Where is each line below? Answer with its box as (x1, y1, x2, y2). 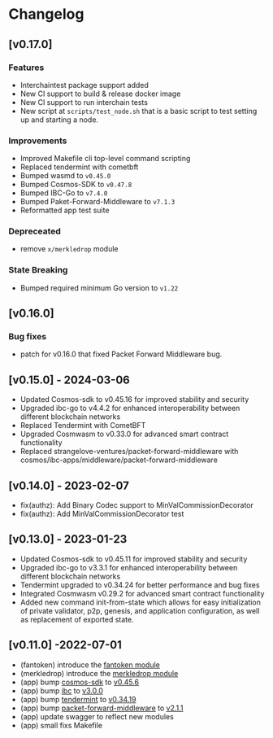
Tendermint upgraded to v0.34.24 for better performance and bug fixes (19, 579, 260, 590)
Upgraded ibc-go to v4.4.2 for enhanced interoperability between (19, 404, 240, 413)
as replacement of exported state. (19, 614, 134, 624)
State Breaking (8, 264, 68, 276)
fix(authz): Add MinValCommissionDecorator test (19, 509, 184, 519)
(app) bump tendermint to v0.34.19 (19, 694, 136, 704)
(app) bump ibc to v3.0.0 (19, 685, 103, 696)
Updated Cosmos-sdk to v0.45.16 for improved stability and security (19, 395, 249, 404)
